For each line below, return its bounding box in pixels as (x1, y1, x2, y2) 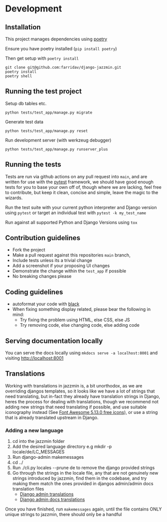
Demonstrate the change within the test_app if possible (12, 268, 126, 274)
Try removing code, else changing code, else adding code (19, 322, 140, 328)
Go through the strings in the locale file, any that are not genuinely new (12, 470, 159, 476)
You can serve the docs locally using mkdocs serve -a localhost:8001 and (5, 350, 158, 356)
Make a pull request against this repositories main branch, (12, 252, 131, 258)
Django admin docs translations (19, 497, 85, 503)
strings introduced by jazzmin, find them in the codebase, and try (12, 475, 147, 481)
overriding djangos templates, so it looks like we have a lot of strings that (5, 388, 155, 394)
